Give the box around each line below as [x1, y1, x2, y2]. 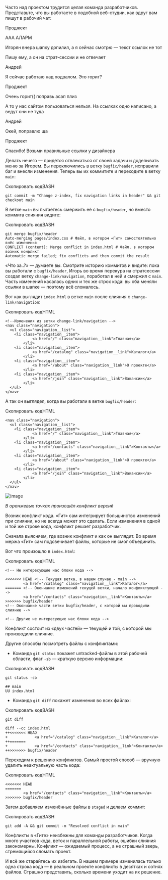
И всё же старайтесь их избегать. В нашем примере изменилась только [5, 858, 161, 864]
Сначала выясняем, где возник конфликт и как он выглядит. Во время [5, 533, 156, 539]
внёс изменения [5, 240, 37, 245]
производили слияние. [5, 631, 54, 636]
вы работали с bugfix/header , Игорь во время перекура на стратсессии [5, 268, 160, 273]
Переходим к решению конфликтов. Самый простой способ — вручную [5, 757, 161, 763]
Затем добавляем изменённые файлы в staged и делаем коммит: [5, 804, 146, 810]
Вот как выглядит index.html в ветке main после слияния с [5, 294, 131, 300]
